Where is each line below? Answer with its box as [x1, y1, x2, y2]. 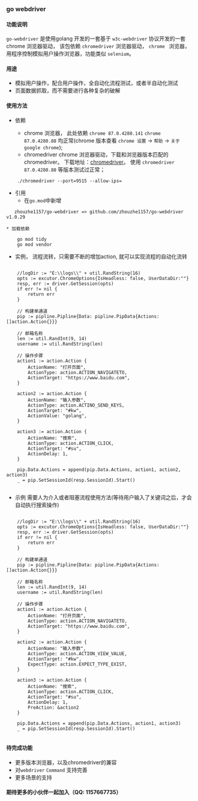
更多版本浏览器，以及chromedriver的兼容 [14, 758, 117, 766]
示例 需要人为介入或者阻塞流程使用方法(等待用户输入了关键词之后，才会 [14, 493, 192, 501]
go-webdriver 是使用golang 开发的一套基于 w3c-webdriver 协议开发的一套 [6, 35, 186, 42]
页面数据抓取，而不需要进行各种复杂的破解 [14, 87, 121, 95]
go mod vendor [17, 242, 52, 248]
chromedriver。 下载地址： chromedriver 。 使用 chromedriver [23, 158, 175, 166]
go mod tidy [17, 236, 47, 242]
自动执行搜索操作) [14, 501, 59, 508]
